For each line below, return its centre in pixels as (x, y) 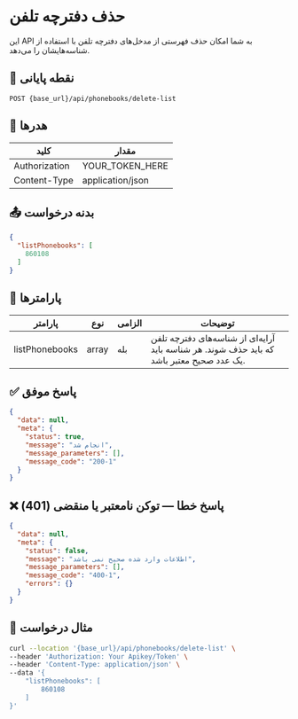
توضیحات (217, 323)
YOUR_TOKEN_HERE (125, 166)
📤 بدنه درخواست (52, 212)
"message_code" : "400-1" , (73, 575)
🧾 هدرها (28, 126)
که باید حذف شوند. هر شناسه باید (212, 349)
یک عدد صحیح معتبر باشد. (198, 360)
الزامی (129, 323)
